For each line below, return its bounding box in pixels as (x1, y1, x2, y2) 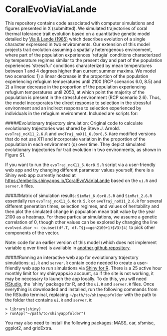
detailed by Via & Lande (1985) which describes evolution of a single (5, 36, 146, 42)
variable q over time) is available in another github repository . (5, 244, 131, 250)
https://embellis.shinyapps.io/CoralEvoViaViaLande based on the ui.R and (5, 177, 157, 183)
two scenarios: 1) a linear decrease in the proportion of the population (5, 73, 149, 79)
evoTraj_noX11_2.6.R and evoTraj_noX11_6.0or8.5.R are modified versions (5, 130, 156, 136)
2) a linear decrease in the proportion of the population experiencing (5, 83, 146, 89)
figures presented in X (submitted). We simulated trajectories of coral (5, 25, 148, 31)
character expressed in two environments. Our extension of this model (5, 41, 150, 47)
